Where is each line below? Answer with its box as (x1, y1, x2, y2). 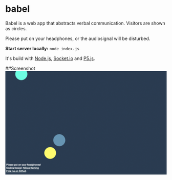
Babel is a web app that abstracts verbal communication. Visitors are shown (5, 20, 165, 26)
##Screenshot (5, 65, 35, 71)
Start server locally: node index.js (5, 45, 80, 51)
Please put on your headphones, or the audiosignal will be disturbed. (5, 35, 150, 42)
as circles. (5, 25, 27, 31)
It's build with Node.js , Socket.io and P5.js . (5, 55, 95, 62)
